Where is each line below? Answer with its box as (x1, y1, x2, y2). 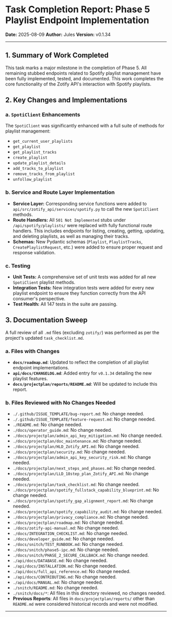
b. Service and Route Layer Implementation (5, 189, 115, 196)
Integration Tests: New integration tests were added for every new (12, 285, 155, 291)
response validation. (12, 249, 56, 255)
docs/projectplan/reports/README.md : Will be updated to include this (12, 381, 158, 387)
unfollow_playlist (12, 177, 52, 182)
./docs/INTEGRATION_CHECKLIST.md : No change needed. (12, 531, 128, 537)
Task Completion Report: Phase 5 (5, 4, 150, 15)
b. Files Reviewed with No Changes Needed (5, 399, 116, 406)
